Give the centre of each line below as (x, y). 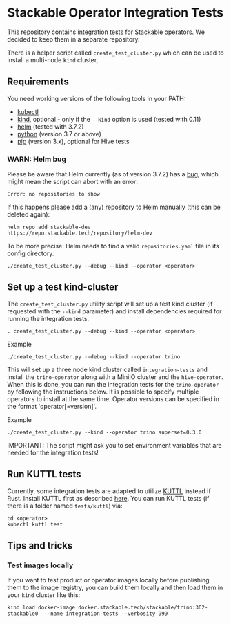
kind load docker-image (41, 608)
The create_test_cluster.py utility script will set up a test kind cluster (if (110, 304)
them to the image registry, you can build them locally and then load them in (115, 588)
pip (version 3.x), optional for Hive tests (73, 141)
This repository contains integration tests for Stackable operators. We (106, 32)
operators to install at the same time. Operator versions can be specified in (113, 398)
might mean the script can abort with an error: (73, 182)
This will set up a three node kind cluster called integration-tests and (108, 369)
